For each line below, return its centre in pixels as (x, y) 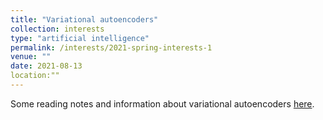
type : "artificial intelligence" (80, 38)
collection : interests (57, 29)
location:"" (35, 76)
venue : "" (31, 57)
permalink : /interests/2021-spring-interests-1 (111, 47)
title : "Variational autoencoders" (84, 19)
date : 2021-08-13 (46, 66)
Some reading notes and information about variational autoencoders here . (162, 103)
